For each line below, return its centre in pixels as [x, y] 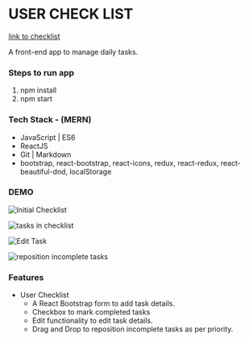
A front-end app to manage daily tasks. [73, 52]
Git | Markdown [46, 155]
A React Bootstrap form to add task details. [104, 303]
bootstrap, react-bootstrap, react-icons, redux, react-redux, [119, 163]
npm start [36, 99]
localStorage [91, 171]
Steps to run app [41, 72]
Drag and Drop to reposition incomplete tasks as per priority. [133, 329]
